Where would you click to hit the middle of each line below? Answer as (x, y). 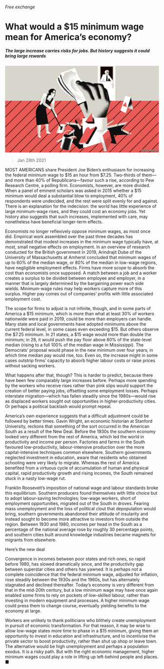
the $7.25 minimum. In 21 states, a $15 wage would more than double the (78, 334)
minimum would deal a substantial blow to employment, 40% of (69, 196)
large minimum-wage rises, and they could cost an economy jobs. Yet (75, 212)
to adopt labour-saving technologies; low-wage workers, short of (71, 498)
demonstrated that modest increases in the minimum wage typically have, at (82, 242)
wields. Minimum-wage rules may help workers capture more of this (74, 288)
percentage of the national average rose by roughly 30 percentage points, (80, 529)
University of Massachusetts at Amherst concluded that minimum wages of (81, 258)
